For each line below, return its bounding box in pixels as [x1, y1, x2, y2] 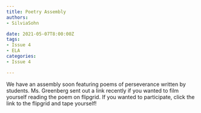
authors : [6, 14, 28, 20]
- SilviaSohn [6, 20, 39, 26]
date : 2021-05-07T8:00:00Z [6, 31, 74, 37]
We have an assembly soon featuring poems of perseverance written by [6, 81, 186, 88]
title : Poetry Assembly [6, 8, 67, 15]
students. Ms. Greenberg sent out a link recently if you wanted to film [6, 87, 179, 94]
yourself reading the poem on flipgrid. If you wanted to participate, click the [6, 93, 195, 100]
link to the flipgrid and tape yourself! [6, 100, 97, 107]
